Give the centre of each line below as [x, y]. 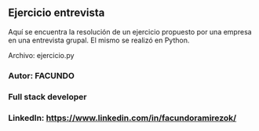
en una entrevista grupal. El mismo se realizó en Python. [99, 40]
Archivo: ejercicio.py [41, 55]
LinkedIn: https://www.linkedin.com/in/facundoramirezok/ [122, 118]
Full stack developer [47, 96]
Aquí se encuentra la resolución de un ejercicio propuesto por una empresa [130, 31]
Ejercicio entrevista [57, 13]
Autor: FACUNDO [41, 75]
